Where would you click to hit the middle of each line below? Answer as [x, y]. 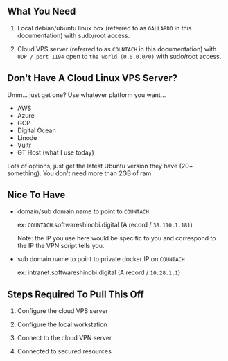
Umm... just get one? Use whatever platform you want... [87, 95]
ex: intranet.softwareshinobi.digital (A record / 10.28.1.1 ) [99, 272]
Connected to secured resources [64, 351]
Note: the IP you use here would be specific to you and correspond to [116, 238]
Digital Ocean [37, 130]
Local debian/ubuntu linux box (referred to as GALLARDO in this [104, 28]
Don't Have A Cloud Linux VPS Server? [93, 78]
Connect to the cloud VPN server [64, 338]
